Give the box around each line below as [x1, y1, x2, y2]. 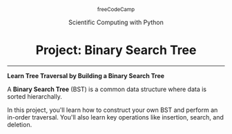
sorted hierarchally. [7, 92, 62, 100]
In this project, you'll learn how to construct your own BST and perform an [7, 106, 218, 114]
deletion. [7, 120, 32, 128]
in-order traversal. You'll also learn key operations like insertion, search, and [7, 113, 224, 121]
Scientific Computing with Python [68, 18, 164, 26]
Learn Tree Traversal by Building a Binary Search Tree [7, 71, 164, 79]
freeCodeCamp [97, 6, 135, 13]
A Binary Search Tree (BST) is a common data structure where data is [7, 85, 207, 93]
